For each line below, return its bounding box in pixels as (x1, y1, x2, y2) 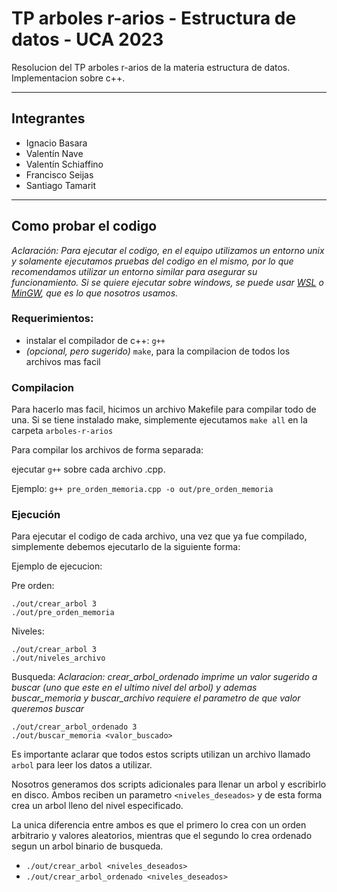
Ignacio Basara (25, 137, 88, 149)
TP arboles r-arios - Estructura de (11, 7, 297, 30)
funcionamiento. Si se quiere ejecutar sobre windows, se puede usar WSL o (11, 276, 324, 288)
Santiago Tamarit (25, 179, 97, 191)
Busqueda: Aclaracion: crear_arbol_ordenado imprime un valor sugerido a (11, 671, 318, 683)
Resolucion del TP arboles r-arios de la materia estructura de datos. (11, 61, 291, 73)
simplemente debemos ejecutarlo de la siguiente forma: (11, 541, 241, 553)
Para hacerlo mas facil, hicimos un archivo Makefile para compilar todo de (11, 403, 317, 416)
